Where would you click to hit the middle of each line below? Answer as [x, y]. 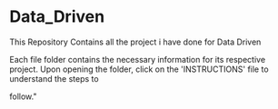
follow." [23, 96]
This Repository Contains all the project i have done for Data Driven [135, 42]
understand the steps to [54, 78]
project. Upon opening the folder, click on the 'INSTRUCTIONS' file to [139, 69]
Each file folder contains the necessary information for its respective [138, 59]
